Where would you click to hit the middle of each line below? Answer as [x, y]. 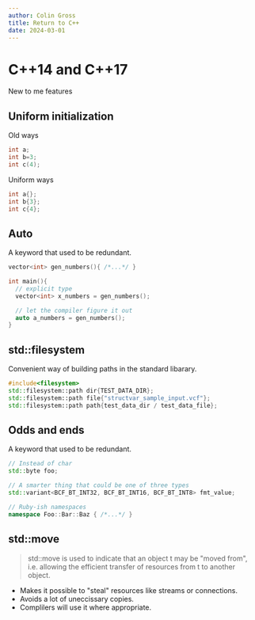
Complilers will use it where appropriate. [86, 607]
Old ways [23, 135]
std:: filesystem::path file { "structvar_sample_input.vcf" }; [110, 398]
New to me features [40, 91]
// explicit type [44, 289]
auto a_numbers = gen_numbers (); [70, 318]
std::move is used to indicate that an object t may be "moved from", [137, 558]
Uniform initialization [61, 116]
